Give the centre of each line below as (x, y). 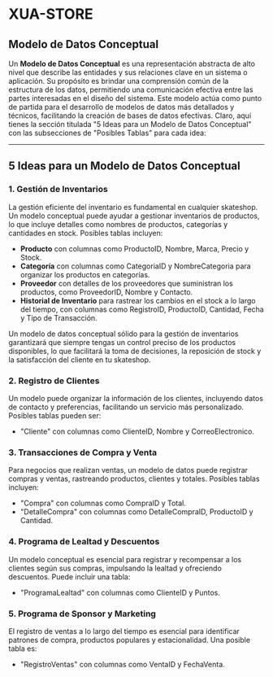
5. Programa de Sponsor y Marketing (82, 614)
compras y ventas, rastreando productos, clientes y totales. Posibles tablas (134, 479)
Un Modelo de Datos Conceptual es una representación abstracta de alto (132, 63)
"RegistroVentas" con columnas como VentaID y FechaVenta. (122, 664)
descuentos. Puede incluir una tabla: (69, 577)
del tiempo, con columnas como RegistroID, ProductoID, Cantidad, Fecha (142, 309)
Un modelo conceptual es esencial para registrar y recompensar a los (125, 559)
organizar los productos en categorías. (85, 274)
